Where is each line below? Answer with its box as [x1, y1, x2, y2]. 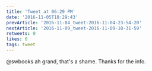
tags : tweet [6, 42, 36, 48]
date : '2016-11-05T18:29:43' [6, 14, 78, 20]
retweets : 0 [6, 31, 36, 37]
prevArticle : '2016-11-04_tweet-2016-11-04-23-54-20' [6, 20, 142, 25]
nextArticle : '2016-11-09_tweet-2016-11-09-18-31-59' [6, 25, 142, 31]
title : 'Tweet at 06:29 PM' [6, 8, 76, 15]
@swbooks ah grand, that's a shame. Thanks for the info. [6, 57, 147, 65]
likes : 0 [6, 36, 28, 42]
